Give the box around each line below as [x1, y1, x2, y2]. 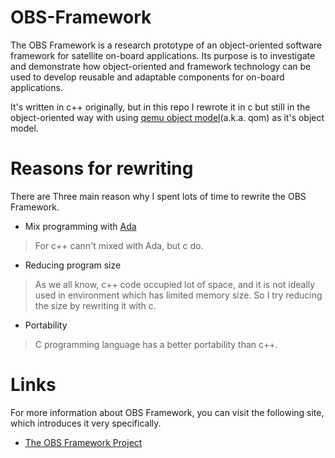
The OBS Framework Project [24, 436, 143, 448]
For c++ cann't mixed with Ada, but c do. [34, 239, 204, 251]
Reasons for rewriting [10, 157, 194, 180]
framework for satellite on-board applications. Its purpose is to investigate [10, 49, 316, 61]
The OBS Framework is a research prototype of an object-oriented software [10, 39, 323, 51]
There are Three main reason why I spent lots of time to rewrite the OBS [10, 190, 307, 202]
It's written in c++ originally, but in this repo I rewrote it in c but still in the [10, 101, 311, 113]
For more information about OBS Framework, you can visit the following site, [10, 406, 325, 418]
